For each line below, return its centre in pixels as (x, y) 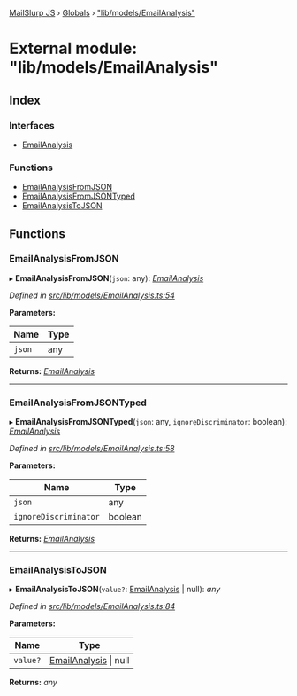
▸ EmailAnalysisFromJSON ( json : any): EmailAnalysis (107, 278)
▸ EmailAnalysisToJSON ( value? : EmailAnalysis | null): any (115, 590)
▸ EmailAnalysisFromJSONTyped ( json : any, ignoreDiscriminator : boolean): (148, 422)
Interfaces (32, 125)
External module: (73, 49)
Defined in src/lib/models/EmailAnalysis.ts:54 (92, 295)
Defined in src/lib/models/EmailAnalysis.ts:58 (92, 449)
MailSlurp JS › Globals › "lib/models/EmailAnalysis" (103, 13)
